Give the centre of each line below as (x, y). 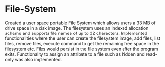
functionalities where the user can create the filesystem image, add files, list (83, 38)
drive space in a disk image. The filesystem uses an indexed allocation (77, 28)
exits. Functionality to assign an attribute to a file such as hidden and (75, 54)
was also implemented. (38, 59)
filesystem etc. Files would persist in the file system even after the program (82, 49)
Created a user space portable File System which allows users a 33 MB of (80, 23)
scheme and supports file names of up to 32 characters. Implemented (76, 33)
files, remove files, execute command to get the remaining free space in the (82, 43)
